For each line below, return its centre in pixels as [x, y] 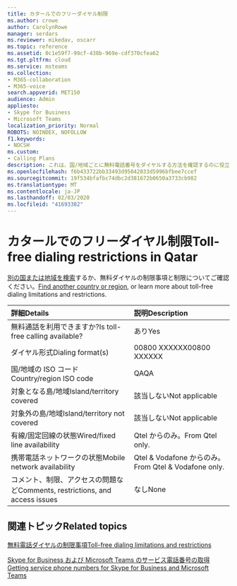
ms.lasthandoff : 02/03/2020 [49, 198]
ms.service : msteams [38, 66]
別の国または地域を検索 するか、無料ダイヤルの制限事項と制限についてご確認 [118, 277]
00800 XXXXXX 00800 [172, 347]
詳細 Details [30, 313]
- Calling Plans [31, 159]
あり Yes [147, 331]
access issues [34, 499]
